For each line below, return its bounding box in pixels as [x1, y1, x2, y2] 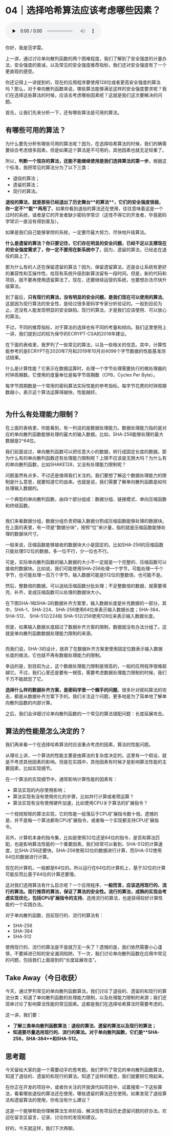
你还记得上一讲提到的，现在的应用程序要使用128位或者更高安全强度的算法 [5, 79, 161, 85]
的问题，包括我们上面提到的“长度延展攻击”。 [5, 957, 99, 963]
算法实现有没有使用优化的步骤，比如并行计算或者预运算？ [12, 793, 134, 799]
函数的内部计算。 [18, 699, 55, 705]
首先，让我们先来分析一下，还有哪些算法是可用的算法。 [5, 109, 122, 116]
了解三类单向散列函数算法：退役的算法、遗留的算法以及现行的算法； [12, 1023, 157, 1029]
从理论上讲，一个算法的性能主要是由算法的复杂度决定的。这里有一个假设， [5, 752, 162, 758]
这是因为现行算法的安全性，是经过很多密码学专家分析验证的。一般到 [5, 300, 149, 306]
